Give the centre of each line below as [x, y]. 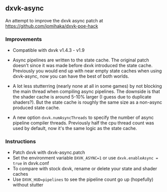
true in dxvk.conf [31, 163]
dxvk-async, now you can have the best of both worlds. [71, 76]
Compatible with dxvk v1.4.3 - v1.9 [48, 50]
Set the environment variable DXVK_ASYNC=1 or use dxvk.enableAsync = [85, 158]
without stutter [28, 185]
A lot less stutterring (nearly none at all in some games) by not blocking [87, 86]
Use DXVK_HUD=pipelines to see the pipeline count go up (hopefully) [83, 179]
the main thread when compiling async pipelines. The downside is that [86, 91]
